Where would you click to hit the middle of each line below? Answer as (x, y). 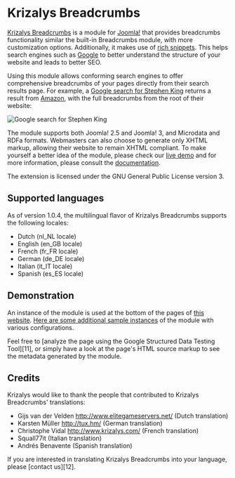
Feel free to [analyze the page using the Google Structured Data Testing (111, 341)
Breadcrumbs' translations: (46, 402)
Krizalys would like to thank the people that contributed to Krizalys (103, 395)
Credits (24, 378)
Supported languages (56, 198)
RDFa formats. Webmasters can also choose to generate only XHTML (108, 140)
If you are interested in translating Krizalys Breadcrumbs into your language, (117, 459)
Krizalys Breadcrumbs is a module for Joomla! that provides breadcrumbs (114, 32)
